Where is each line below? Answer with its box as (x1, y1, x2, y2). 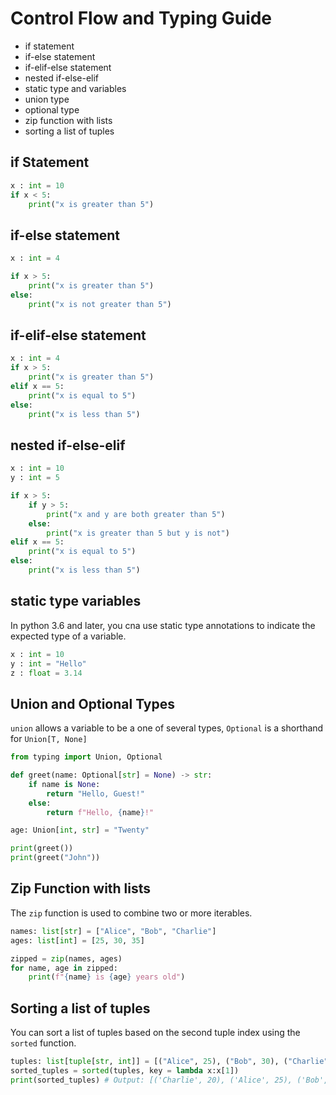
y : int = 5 (10, 473, 60, 483)
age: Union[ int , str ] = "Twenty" (10, 825, 150, 836)
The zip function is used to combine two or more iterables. (10, 907, 253, 919)
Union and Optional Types (10, 695, 176, 712)
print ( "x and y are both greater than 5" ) (46, 509, 226, 519)
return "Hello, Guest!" (46, 788, 145, 799)
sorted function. (10, 1037, 77, 1049)
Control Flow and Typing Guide (10, 7, 273, 30)
